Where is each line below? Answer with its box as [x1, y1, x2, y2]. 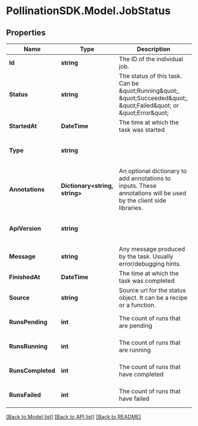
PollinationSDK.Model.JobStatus [6, 4, 171, 18]
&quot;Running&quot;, [118, 87, 180, 95]
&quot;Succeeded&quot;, [118, 94, 189, 102]
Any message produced [118, 245, 186, 253]
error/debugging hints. [118, 260, 181, 268]
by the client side [118, 196, 167, 204]
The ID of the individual [118, 55, 184, 63]
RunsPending [9, 318, 48, 326]
